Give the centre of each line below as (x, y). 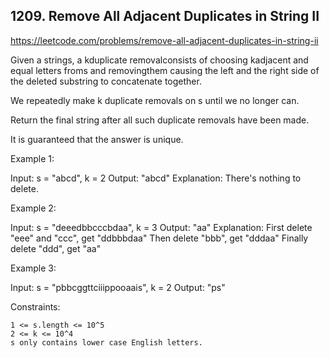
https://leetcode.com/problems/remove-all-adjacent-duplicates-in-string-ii (164, 40)
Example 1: (32, 158)
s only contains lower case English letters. (106, 342)
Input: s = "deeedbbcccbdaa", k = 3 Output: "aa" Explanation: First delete (161, 227)
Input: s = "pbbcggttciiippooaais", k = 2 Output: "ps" (118, 287)
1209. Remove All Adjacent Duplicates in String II (165, 16)
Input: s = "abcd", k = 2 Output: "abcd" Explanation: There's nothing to (156, 178)
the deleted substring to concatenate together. (106, 81)
